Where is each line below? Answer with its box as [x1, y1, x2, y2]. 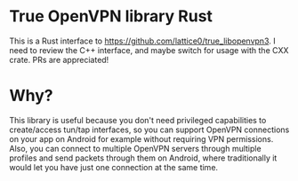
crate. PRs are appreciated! [9, 54, 109, 65]
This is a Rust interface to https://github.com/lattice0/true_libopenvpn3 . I [9, 35, 276, 46]
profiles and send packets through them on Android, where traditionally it [9, 153, 278, 163]
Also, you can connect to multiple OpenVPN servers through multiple [9, 143, 262, 153]
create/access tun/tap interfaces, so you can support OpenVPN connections [9, 124, 290, 135]
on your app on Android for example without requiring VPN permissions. [9, 133, 274, 144]
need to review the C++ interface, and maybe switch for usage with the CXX [9, 44, 289, 55]
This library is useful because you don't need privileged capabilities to [9, 114, 267, 125]
